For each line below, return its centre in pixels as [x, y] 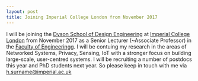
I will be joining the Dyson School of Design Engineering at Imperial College [98, 34]
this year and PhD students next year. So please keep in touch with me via [97, 65]
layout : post [22, 12]
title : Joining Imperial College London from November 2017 [82, 17]
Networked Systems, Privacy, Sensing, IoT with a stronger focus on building [99, 53]
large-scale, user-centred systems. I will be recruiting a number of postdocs [99, 59]
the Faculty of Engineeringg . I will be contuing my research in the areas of [96, 46]
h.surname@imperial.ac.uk [39, 72]
